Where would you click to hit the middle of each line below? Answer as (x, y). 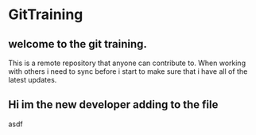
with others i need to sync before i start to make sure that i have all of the (128, 71)
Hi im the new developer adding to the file (113, 105)
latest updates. (33, 80)
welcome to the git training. (78, 44)
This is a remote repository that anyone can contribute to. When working (127, 63)
